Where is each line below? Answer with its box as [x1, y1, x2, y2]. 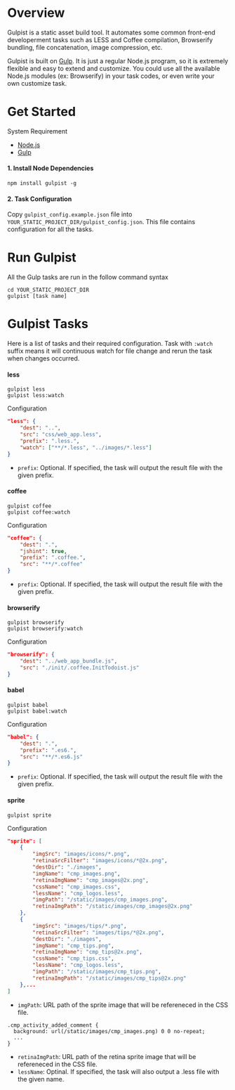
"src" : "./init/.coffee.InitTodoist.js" [20, 664, 140, 672]
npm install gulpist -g [7, 180, 77, 187]
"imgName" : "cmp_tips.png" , [32, 942, 114, 949]
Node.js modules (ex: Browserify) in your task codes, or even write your [7, 72, 215, 80]
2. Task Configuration [7, 195, 72, 203]
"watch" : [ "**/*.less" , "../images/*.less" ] [20, 444, 152, 451]
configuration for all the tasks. [7, 225, 94, 233]
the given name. [17, 1075, 65, 1083]
